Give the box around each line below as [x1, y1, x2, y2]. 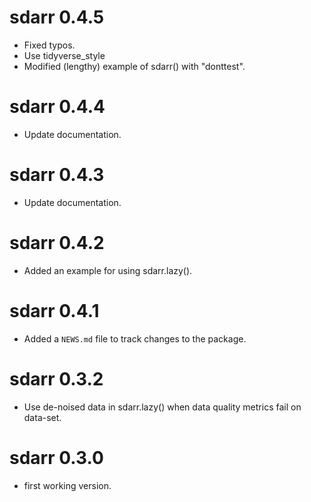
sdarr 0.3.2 [9, 367, 104, 390]
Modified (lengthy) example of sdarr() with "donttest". [23, 60, 246, 72]
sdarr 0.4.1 [9, 299, 100, 322]
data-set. [23, 411, 62, 423]
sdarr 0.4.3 [9, 164, 105, 186]
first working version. [23, 479, 112, 491]
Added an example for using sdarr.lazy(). [23, 264, 193, 276]
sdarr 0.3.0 [9, 446, 104, 469]
